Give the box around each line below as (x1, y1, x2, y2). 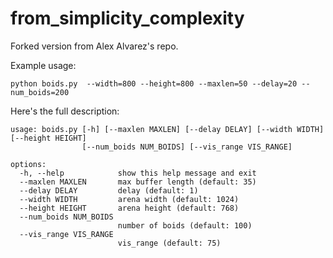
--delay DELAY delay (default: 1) (19, 185, 199, 196)
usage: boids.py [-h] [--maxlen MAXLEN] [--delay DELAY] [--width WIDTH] (10, 124, 325, 134)
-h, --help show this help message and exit (19, 168, 257, 178)
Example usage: (10, 59, 77, 71)
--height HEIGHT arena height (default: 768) (19, 203, 240, 213)
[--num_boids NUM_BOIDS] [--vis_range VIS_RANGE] (81, 142, 293, 152)
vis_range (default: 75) (117, 238, 222, 248)
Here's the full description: (10, 105, 120, 117)
